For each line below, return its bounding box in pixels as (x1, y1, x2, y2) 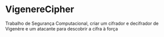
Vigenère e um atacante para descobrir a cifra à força (5, 25, 118, 31)
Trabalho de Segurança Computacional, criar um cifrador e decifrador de (5, 20, 159, 26)
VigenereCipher (5, 4, 74, 15)
